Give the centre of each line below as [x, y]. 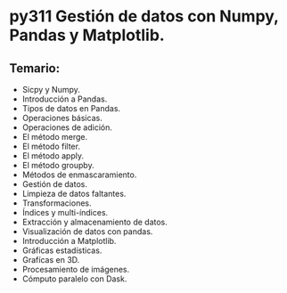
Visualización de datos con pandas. [87, 232]
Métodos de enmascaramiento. [79, 175]
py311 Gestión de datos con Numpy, [144, 16]
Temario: [35, 68]
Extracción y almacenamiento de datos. [94, 222]
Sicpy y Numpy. [51, 90]
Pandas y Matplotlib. [87, 35]
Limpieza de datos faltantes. [74, 194]
